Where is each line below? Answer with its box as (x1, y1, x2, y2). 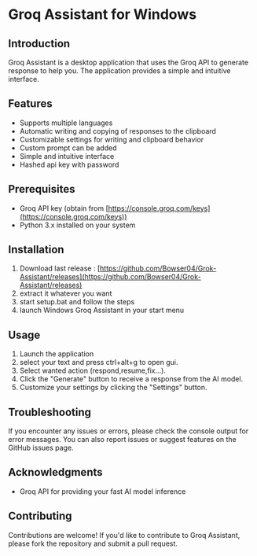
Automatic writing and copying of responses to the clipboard (19, 126, 216, 135)
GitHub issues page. (8, 443, 74, 453)
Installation (8, 243, 64, 256)
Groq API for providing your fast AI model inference (19, 486, 186, 496)
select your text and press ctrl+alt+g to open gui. (19, 358, 178, 367)
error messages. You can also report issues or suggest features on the (8, 435, 237, 444)
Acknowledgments (8, 466, 104, 479)
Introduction (8, 37, 71, 50)
